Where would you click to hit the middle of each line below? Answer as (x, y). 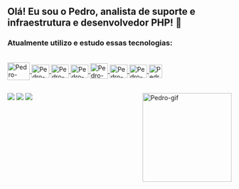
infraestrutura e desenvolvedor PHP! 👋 (95, 23)
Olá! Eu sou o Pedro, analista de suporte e (101, 12)
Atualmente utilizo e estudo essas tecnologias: (90, 43)
